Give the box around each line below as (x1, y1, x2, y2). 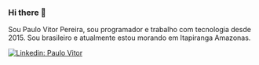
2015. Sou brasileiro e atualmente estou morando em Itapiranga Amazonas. (8, 33, 251, 42)
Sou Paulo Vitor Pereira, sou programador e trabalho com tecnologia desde (8, 25, 251, 34)
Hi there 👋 (8, 7, 47, 18)
